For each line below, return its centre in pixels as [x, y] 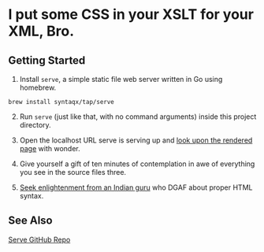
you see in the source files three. [73, 172]
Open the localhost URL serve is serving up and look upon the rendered [136, 140]
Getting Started [47, 60]
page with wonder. [50, 148]
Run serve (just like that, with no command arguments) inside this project [138, 117]
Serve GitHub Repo [39, 239]
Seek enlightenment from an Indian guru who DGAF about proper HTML [136, 187]
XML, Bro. [41, 31]
